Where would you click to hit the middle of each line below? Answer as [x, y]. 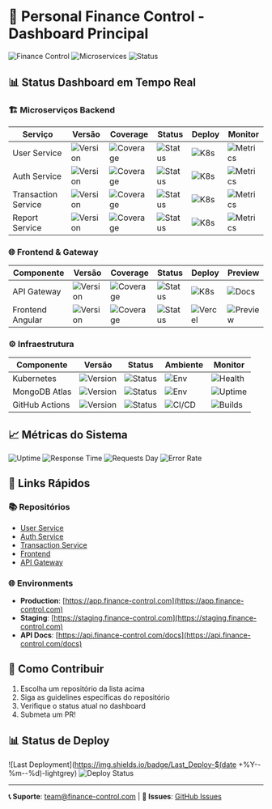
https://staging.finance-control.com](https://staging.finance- [155, 618]
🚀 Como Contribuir [56, 669]
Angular [28, 320]
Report [25, 218]
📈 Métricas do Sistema [68, 435]
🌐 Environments [41, 583]
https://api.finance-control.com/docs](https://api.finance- [154, 635]
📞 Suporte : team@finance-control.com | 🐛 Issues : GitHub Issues [115, 796]
